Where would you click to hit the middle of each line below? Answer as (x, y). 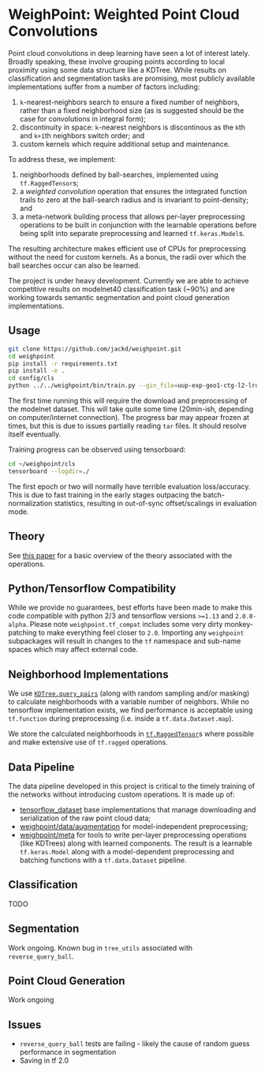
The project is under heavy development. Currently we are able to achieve (129, 280)
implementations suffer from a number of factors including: (104, 86)
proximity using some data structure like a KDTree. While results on (118, 69)
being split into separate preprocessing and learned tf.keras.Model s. (132, 233)
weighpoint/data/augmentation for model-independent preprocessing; (134, 826)
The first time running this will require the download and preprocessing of (128, 401)
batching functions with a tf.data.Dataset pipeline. (103, 860)
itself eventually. (35, 434)
